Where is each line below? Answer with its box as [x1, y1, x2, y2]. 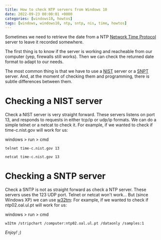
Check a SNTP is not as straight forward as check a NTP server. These [5, 187, 146, 192]
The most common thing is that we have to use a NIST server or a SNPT [5, 69, 149, 74]
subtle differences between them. [5, 79, 73, 85]
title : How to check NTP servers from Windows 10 [5, 7, 108, 12]
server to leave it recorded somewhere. [5, 39, 84, 45]
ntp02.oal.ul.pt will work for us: [5, 202, 67, 208]
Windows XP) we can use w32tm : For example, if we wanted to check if [5, 197, 149, 203]
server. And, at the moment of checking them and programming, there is [5, 73, 149, 79]
